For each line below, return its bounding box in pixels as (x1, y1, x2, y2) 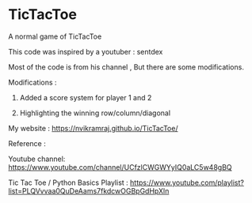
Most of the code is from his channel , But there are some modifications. (8, 62, 244, 72)
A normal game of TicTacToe (8, 32, 102, 41)
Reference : (8, 138, 46, 148)
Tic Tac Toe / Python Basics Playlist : (8, 178, 128, 187)
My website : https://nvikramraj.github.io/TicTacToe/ (8, 123, 178, 133)
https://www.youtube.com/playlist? (129, 178, 244, 187)
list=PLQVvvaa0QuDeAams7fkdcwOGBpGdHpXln (8, 186, 170, 195)
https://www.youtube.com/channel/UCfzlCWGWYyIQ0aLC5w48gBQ (8, 162, 232, 171)
